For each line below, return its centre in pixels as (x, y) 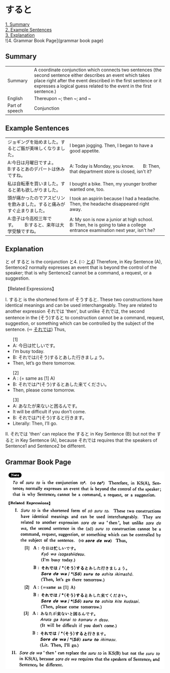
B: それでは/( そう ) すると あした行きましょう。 (60, 357)
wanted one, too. (87, 189)
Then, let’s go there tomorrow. (44, 363)
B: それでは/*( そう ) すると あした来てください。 (61, 384)
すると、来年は (44, 225)
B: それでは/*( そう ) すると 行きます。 (50, 418)
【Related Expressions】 (31, 289)
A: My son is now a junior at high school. (111, 219)
